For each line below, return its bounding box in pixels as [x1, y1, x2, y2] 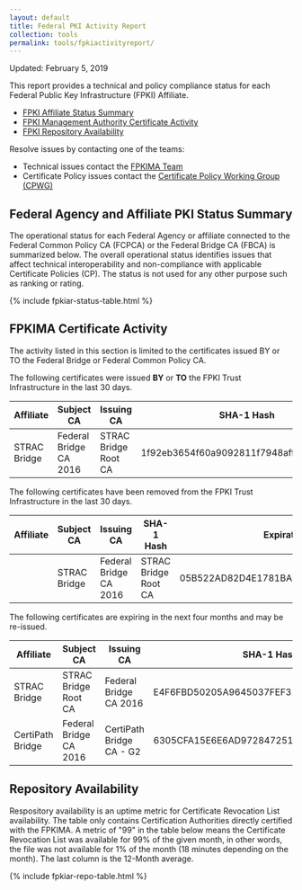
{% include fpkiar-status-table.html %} [9, 296, 153, 307]
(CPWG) [22, 181, 54, 191]
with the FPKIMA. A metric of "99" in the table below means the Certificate [9, 824, 286, 835]
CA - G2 [104, 745, 141, 758]
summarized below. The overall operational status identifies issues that [9, 249, 272, 261]
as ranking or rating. [9, 278, 84, 289]
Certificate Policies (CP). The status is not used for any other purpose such [9, 269, 288, 280]
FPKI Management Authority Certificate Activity [22, 117, 199, 128]
